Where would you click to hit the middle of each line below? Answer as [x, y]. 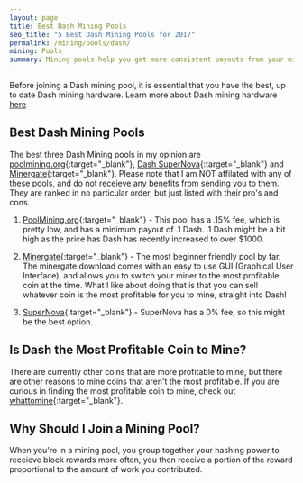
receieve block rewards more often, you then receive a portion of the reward [151, 460]
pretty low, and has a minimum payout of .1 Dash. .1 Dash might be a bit [154, 229]
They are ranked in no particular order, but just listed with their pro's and [144, 192]
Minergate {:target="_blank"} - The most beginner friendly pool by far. [151, 256]
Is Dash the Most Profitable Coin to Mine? [128, 350]
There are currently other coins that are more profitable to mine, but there [146, 371]
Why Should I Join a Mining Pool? [105, 429]
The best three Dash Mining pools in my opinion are [105, 154]
